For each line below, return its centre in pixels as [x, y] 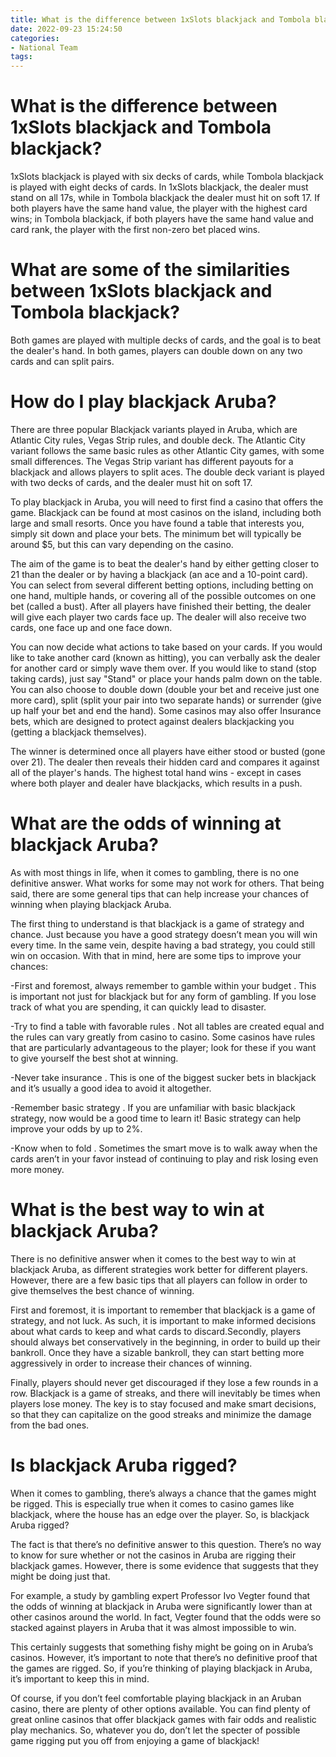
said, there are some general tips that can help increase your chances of [160, 893]
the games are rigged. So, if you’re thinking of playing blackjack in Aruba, [161, 1668]
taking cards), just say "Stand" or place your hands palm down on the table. [166, 678]
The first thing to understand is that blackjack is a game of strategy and [157, 923]
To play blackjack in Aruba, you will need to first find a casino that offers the [167, 502]
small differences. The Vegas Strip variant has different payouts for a [152, 461]
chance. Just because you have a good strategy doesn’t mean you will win [164, 934]
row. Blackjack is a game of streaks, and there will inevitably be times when [165, 1393]
